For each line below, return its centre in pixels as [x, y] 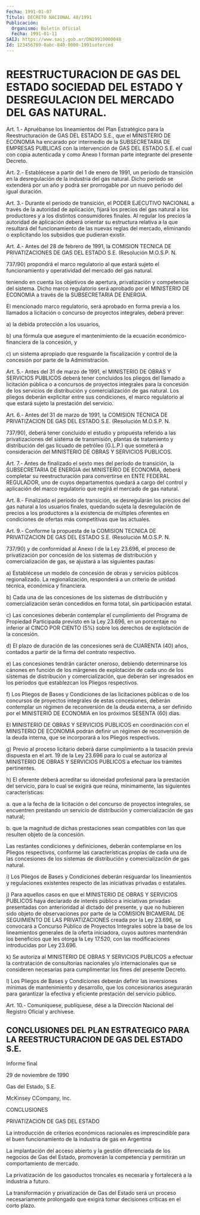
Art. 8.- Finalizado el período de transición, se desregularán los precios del [98, 500]
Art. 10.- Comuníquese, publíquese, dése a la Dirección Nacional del [90, 1005]
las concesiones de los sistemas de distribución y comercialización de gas [98, 858]
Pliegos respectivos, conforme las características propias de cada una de [96, 852]
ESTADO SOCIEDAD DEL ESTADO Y [95, 87]
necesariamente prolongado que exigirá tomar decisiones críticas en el [93, 1199]
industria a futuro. [28, 1181]
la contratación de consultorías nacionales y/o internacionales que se [92, 963]
